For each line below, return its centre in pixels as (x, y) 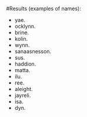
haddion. (25, 64)
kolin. (21, 39)
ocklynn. (25, 26)
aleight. (24, 89)
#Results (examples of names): (43, 9)
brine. (22, 32)
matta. (22, 70)
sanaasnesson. (33, 51)
